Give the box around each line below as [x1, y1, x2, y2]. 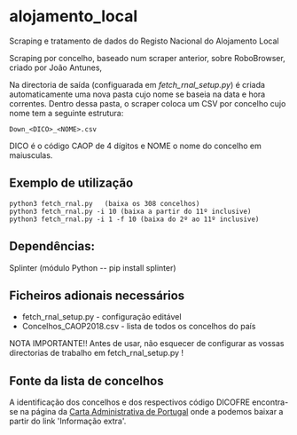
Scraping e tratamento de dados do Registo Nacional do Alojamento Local [9, 36, 279, 46]
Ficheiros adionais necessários [9, 288, 185, 303]
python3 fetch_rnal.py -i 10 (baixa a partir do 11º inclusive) [9, 207, 252, 216]
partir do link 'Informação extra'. [9, 415, 127, 427]
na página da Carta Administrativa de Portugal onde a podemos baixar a [20, 407, 284, 417]
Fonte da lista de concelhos [9, 373, 164, 388]
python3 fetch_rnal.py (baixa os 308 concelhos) [9, 199, 200, 208]
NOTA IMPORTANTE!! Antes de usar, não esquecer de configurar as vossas [9, 338, 285, 349]
